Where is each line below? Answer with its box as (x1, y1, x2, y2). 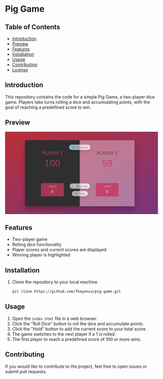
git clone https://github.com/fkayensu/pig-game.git (12, 289, 121, 294)
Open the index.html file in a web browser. (12, 316, 98, 321)
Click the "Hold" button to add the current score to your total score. (12, 326, 147, 332)
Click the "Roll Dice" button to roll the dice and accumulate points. (12, 320, 144, 326)
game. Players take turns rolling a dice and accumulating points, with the (5, 99, 150, 105)
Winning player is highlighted (12, 252, 70, 258)
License (12, 67, 28, 73)
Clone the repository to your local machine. (12, 279, 98, 285)
